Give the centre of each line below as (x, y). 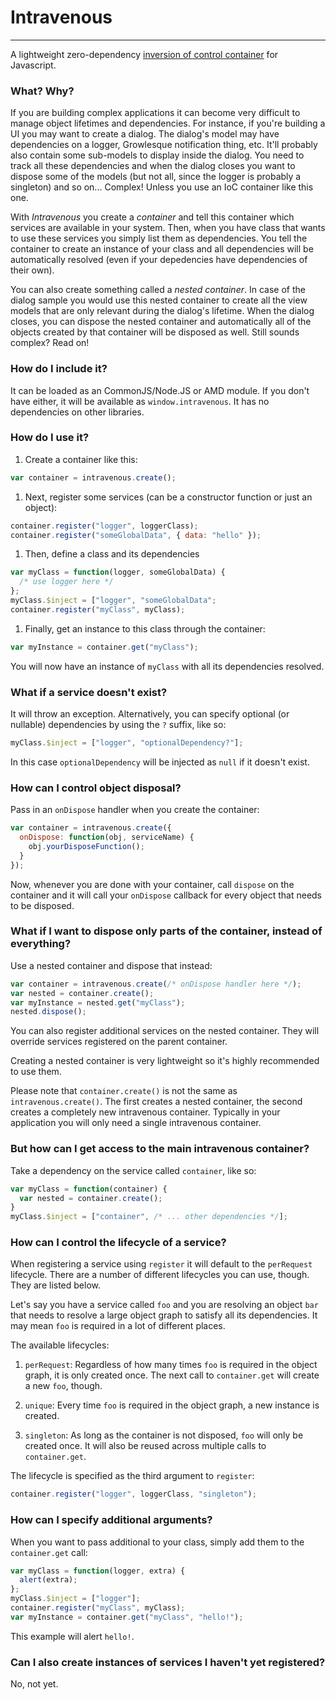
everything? (41, 944)
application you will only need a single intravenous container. (136, 1123)
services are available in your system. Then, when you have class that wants (168, 228)
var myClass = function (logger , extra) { (98, 1571)
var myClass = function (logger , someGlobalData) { (118, 572)
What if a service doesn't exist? (89, 692)
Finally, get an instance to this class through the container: (145, 628)
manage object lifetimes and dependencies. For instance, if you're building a (168, 123)
